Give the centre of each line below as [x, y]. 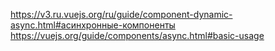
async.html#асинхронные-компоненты [93, 25]
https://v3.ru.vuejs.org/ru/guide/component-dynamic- [121, 14]
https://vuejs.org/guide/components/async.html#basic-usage [137, 35]
